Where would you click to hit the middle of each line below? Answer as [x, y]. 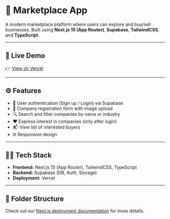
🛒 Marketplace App [46, 10]
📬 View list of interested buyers [46, 127]
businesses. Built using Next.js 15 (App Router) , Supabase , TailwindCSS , [82, 29]
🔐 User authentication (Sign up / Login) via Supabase [68, 103]
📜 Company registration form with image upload [62, 108]
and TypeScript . [22, 35]
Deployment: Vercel [34, 178]
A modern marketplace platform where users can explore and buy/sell [78, 24]
